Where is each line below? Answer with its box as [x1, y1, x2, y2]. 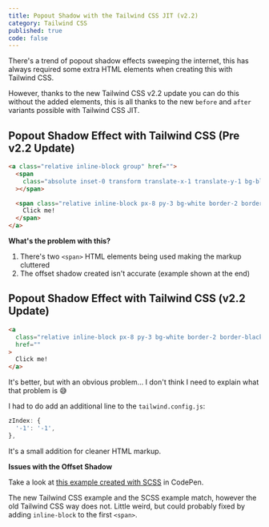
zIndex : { [8, 417, 42, 425]
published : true [8, 26, 62, 34]
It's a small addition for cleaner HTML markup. [8, 446, 162, 456]
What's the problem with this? [8, 236, 110, 246]
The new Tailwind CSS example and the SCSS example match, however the [8, 493, 257, 502]
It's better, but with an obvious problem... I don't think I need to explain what [8, 377, 259, 387]
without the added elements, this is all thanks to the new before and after [8, 97, 252, 107]
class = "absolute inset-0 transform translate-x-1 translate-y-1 [22, 177, 242, 185]
